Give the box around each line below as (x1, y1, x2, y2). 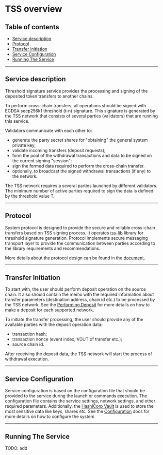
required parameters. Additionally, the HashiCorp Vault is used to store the (5, 403, 154, 409)
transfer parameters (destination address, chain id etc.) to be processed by (5, 297, 155, 303)
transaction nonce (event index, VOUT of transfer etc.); (12, 336, 122, 342)
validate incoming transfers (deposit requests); (12, 147, 106, 153)
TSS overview (5, 3, 62, 15)
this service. (5, 118, 30, 124)
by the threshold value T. (5, 193, 55, 199)
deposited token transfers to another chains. (5, 93, 94, 99)
